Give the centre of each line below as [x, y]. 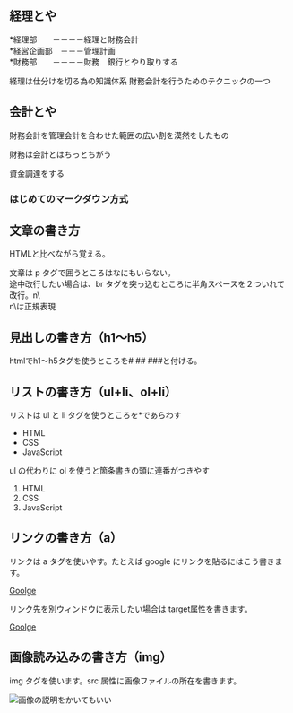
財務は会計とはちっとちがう [60, 154]
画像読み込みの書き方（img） [91, 657]
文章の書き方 [45, 230]
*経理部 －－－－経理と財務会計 [74, 39]
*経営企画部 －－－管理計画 [63, 50]
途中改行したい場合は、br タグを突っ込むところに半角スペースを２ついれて [147, 284]
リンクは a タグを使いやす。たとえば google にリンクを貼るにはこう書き [142, 561]
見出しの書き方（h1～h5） [82, 338]
